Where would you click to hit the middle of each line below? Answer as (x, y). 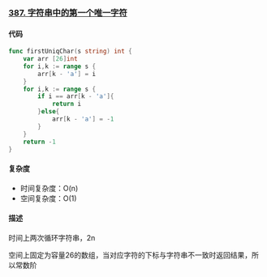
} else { (49, 112)
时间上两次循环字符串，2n (52, 237)
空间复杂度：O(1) (48, 198)
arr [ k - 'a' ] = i (67, 74)
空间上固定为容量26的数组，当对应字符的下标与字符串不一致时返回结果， (130, 255)
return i (67, 104)
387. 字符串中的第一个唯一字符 (68, 12)
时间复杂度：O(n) (49, 188)
